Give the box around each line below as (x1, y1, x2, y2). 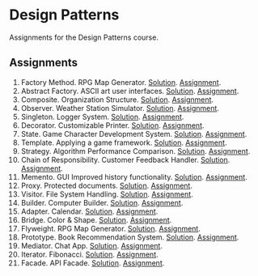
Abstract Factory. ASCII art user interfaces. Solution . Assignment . (20, 86, 239, 96)
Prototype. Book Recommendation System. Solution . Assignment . (20, 232, 239, 242)
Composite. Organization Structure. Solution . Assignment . (20, 95, 214, 104)
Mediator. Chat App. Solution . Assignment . (20, 240, 163, 250)
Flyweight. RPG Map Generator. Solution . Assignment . (20, 223, 201, 233)
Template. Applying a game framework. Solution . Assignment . (20, 138, 227, 147)
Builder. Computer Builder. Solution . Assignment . (20, 197, 184, 207)
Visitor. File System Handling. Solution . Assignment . (20, 189, 193, 199)
